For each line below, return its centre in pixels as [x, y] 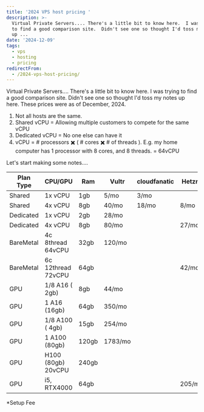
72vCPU [57, 275]
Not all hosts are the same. [49, 116]
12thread [58, 268]
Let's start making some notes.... [47, 163]
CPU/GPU [59, 182]
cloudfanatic [155, 182]
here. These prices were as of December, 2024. [66, 105]
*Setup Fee [21, 403]
